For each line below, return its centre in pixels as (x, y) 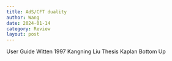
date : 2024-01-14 (28, 23)
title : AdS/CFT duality (37, 12)
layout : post (23, 34)
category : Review (28, 29)
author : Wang (23, 18)
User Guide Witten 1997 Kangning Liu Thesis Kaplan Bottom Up (86, 51)
